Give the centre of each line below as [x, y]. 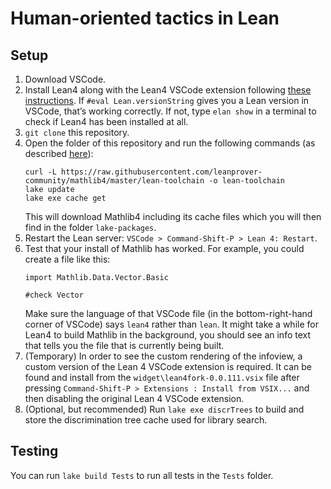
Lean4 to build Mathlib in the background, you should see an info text [168, 335]
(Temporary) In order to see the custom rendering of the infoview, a [163, 356]
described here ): [59, 153]
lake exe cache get [65, 198]
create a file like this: [67, 259]
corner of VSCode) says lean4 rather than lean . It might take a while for [171, 324]
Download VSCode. [65, 79]
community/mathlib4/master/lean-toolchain [114, 181]
